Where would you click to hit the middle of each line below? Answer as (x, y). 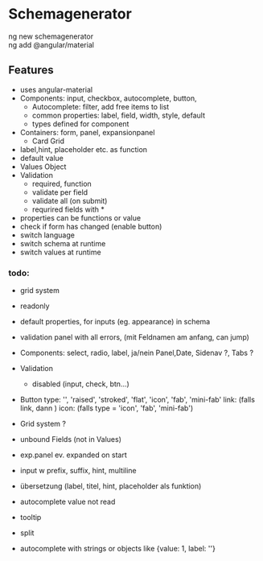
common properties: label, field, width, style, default (119, 115)
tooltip (31, 518)
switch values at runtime (61, 252)
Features (31, 70)
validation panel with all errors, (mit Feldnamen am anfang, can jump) (134, 337)
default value (42, 158)
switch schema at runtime (63, 243)
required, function (62, 184)
